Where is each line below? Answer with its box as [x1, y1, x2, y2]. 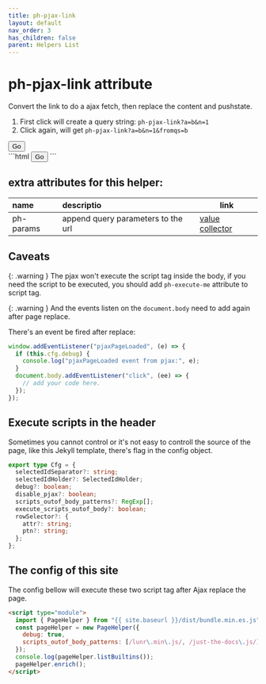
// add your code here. [22, 379, 101, 387]
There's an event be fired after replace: [8, 327, 136, 336]
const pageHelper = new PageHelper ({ [15, 624, 140, 632]
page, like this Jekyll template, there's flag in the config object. [8, 445, 213, 455]
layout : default [8, 19, 62, 27]
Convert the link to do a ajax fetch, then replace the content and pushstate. [8, 102, 253, 111]
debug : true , [22, 631, 66, 639]
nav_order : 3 [8, 26, 51, 34]
